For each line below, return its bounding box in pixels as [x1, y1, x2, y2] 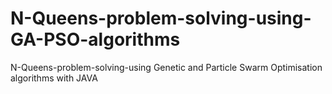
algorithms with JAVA [10, 72, 98, 84]
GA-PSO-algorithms [10, 28, 181, 51]
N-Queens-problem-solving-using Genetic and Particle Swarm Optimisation [10, 61, 323, 73]
